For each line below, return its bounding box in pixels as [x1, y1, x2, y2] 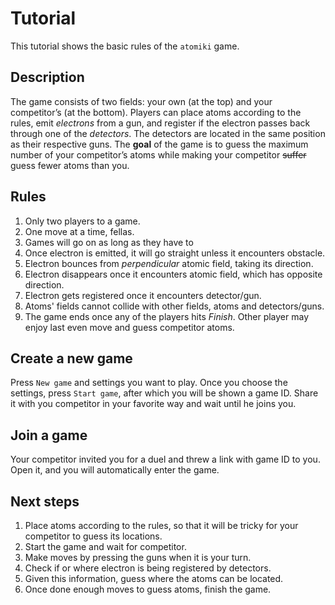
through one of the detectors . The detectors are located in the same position [10, 127, 326, 139]
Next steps [10, 493, 80, 510]
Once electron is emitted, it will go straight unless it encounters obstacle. [24, 247, 326, 259]
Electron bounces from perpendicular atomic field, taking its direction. [24, 257, 314, 269]
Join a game [10, 427, 88, 444]
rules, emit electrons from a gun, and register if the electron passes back [10, 117, 311, 129]
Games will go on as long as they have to [24, 236, 194, 248]
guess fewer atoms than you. [10, 159, 130, 171]
